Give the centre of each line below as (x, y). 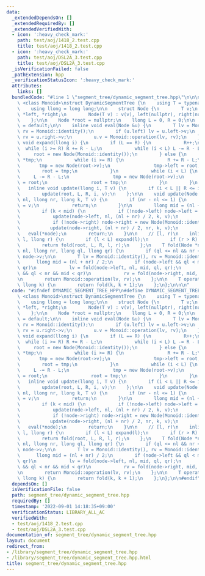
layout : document (28, 541)
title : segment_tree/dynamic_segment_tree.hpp (67, 563)
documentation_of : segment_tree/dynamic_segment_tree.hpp (81, 535)
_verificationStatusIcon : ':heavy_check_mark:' (74, 80)
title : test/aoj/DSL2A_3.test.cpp (61, 63)
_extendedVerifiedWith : (42, 29)
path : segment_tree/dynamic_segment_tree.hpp (71, 495)
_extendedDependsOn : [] (42, 18)
